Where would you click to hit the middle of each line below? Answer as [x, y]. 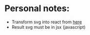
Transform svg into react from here [47, 22]
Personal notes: [37, 9]
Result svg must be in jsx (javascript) [48, 27]
